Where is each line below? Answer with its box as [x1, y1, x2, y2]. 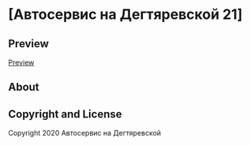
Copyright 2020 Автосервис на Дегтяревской [8, 128, 162, 138]
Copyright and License [8, 107, 122, 121]
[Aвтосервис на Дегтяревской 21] [8, 6, 243, 24]
